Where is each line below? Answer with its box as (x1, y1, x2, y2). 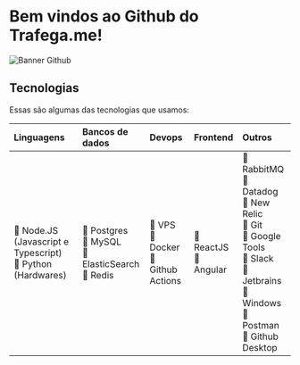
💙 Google (242, 229, 281, 242)
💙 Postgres (81, 224, 129, 236)
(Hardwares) (13, 269, 67, 281)
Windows (242, 296, 282, 309)
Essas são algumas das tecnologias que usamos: (9, 104, 190, 115)
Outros (242, 131, 272, 144)
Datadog (242, 185, 279, 197)
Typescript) (13, 246, 62, 259)
